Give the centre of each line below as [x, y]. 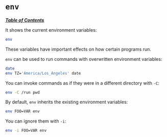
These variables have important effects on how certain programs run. [78, 49]
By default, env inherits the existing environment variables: [67, 102]
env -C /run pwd [22, 92]
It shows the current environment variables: [51, 30]
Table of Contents [25, 20]
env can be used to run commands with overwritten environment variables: [84, 59]
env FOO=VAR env [22, 111]
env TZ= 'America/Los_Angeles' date [43, 73]
